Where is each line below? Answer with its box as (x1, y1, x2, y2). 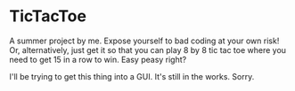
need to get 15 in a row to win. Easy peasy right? (9, 54, 187, 64)
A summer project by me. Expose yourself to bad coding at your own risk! (9, 35, 280, 46)
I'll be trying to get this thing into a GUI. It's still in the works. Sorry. (9, 71, 255, 81)
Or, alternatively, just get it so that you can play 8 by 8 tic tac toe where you (9, 44, 287, 55)
